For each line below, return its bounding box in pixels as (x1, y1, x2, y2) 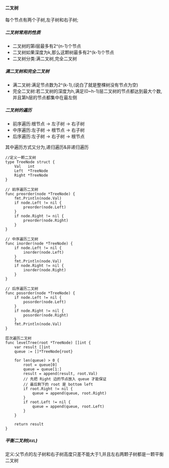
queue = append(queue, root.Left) (32, 404, 105, 409)
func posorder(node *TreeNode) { (5, 291, 75, 296)
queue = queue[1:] (23, 367, 62, 372)
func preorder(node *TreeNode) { (5, 192, 75, 197)
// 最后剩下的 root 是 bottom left (23, 382, 93, 387)
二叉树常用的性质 (5, 29, 41, 35)
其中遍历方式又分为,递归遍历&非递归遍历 (5, 144, 89, 150)
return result (14, 422, 44, 427)
